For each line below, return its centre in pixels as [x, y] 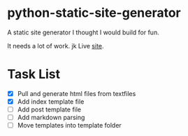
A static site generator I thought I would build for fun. [83, 32]
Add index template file [51, 101]
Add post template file [49, 109]
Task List [34, 74]
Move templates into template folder [70, 125]
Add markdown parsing [51, 118]
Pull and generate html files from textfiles [77, 93]
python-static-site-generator [94, 13]
